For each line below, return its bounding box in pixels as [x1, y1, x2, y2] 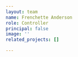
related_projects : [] [5, 37, 60, 43]
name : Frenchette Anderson [5, 14, 73, 20]
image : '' [5, 31, 30, 37]
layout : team [5, 8, 38, 15]
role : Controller [5, 20, 49, 26]
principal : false [5, 25, 49, 32]
